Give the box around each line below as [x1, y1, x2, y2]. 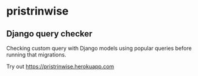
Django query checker [6, 29, 93, 39]
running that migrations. [6, 51, 66, 58]
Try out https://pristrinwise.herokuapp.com [6, 63, 115, 70]
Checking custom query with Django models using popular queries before [6, 44, 192, 52]
